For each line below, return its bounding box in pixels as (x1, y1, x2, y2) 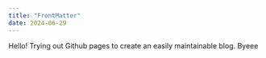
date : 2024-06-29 (8, 19, 67, 27)
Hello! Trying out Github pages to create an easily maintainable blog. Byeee (8, 41, 259, 50)
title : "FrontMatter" (8, 11, 81, 20)
